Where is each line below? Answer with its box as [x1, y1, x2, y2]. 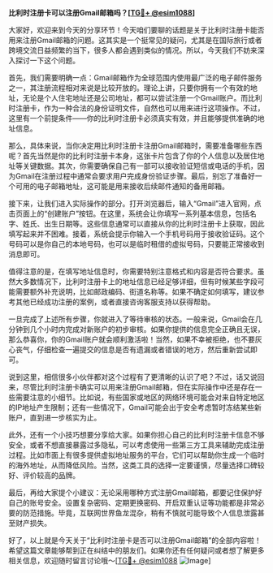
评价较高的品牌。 [22, 471, 80, 480]
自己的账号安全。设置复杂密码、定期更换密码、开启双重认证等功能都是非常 [8, 498, 258, 507]
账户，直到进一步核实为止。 [8, 413, 102, 422]
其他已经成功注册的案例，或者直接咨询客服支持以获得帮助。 [15, 297, 215, 307]
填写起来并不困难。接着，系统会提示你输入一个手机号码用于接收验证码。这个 [8, 229, 265, 239]
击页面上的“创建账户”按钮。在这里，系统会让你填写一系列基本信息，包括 [8, 209, 250, 218]
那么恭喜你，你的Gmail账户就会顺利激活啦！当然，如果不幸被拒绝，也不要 [8, 334, 256, 344]
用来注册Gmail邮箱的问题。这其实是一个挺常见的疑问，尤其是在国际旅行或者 [8, 36, 262, 45]
